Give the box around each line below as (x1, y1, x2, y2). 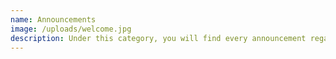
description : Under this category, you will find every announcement (10, 33, 307, 43)
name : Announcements (10, 14, 97, 25)
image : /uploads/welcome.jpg (10, 24, 132, 34)
